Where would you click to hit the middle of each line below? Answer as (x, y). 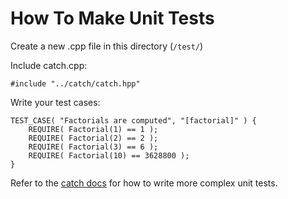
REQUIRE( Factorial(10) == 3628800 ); (109, 155)
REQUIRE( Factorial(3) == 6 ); (93, 147)
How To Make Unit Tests (112, 18)
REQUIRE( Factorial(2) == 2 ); (93, 138)
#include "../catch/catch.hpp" (75, 83)
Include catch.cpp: (49, 65)
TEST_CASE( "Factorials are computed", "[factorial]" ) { (133, 120)
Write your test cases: (55, 102)
